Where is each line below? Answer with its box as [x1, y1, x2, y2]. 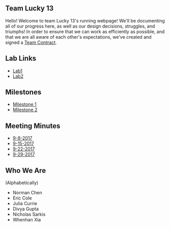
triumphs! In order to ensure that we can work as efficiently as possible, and [5, 28, 165, 35]
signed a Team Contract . [5, 39, 57, 45]
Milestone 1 [12, 102, 37, 108]
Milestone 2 [12, 107, 38, 113]
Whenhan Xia [12, 217, 41, 223]
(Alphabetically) [5, 180, 39, 186]
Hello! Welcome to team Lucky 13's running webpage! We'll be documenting [5, 17, 165, 23]
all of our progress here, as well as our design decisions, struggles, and [5, 23, 155, 29]
